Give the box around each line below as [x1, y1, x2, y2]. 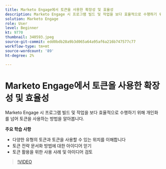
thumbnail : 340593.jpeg [5, 35, 54, 40]
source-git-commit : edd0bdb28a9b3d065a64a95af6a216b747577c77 [5, 39, 136, 44]
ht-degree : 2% [5, 53, 35, 58]
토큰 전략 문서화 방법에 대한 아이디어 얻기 [12, 143, 92, 149]
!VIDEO [17, 159, 32, 165]
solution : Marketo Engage [5, 16, 58, 21]
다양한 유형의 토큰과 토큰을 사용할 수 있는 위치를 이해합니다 [12, 136, 126, 143]
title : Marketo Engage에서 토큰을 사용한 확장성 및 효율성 [5, 7, 114, 12]
